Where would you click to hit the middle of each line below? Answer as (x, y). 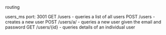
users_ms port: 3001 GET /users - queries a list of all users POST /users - (80, 17)
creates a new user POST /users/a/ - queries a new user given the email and (83, 22)
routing (12, 7)
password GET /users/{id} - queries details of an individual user (70, 27)
